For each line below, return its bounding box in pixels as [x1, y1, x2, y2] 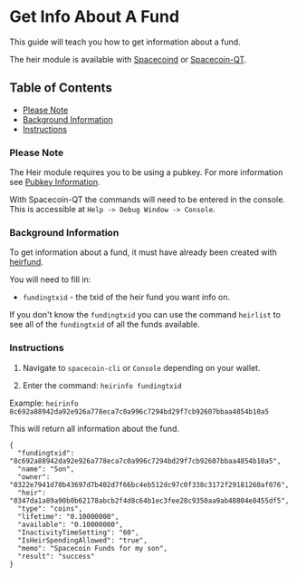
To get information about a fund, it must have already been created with [9, 247, 278, 258]
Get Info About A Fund [9, 6, 179, 27]
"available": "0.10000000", [17, 520, 124, 529]
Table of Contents [9, 80, 113, 96]
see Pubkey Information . [9, 177, 101, 188]
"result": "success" [17, 552, 95, 561]
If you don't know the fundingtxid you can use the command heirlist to [9, 309, 281, 320]
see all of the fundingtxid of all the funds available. [9, 319, 201, 330]
